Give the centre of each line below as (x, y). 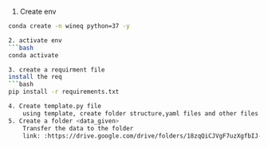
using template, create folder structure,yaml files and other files (141, 113)
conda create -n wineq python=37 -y (69, 26)
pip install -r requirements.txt (64, 92)
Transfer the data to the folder (78, 128)
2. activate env (35, 40)
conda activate (33, 55)
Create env (38, 12)
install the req (35, 77)
